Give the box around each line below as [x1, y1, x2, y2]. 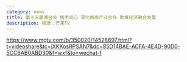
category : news [6, 8, 45, 15]
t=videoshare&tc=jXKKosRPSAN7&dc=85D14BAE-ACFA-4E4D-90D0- [6, 43, 181, 50]
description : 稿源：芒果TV [6, 20, 70, 26]
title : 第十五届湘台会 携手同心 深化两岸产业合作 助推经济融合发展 [6, 14, 157, 20]
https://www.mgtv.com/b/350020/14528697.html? [6, 37, 132, 44]
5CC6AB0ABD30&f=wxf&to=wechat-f [6, 49, 102, 57]
